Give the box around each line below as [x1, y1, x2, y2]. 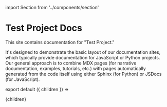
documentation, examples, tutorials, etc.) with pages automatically [5, 65, 146, 71]
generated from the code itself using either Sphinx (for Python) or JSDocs [5, 71, 162, 77]
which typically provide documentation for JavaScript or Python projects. [5, 54, 160, 60]
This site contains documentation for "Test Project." [5, 39, 115, 45]
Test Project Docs [5, 23, 82, 34]
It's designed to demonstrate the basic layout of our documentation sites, [5, 49, 161, 55]
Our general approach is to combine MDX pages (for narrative [5, 60, 137, 66]
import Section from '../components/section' [5, 5, 99, 10]
